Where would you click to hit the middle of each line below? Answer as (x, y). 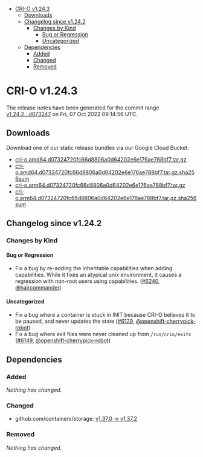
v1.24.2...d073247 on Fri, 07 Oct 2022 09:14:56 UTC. (72, 114)
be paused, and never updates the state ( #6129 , (75, 321)
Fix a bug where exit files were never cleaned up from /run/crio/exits (103, 334)
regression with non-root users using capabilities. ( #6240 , (87, 281)
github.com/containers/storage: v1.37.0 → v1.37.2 (76, 419)
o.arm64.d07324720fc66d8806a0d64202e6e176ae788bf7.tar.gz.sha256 (106, 198)
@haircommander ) (38, 288)
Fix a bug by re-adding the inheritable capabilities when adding (94, 268)
